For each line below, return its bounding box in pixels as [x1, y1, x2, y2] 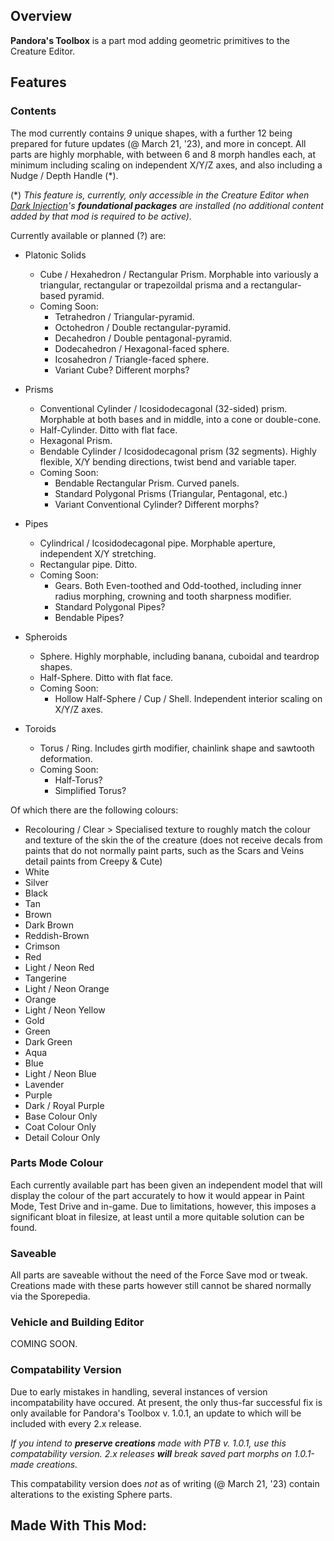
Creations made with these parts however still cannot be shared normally [10, 1280, 312, 1292]
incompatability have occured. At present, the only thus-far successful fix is [10, 1396, 323, 1408]
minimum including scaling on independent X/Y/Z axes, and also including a [10, 159, 323, 171]
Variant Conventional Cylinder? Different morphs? [54, 498, 260, 510]
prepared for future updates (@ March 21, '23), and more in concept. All [10, 137, 307, 149]
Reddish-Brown [24, 929, 90, 941]
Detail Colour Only [24, 1131, 101, 1143]
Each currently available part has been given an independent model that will [10, 1179, 323, 1191]
